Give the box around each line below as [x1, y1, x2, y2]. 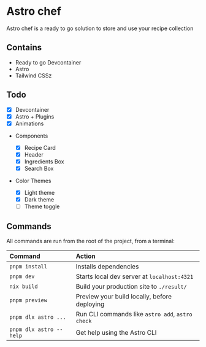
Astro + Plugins [15, 112, 55, 120]
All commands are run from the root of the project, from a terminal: [6, 238, 175, 244]
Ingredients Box [24, 158, 64, 165]
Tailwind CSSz [15, 72, 52, 79]
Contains [6, 42, 42, 53]
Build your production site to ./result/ [75, 283, 187, 290]
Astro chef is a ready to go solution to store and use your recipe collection [6, 25, 194, 32]
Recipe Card [24, 144, 56, 151]
